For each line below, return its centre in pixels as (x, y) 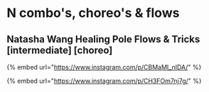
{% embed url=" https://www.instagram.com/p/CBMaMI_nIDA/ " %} (104, 67)
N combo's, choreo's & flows (93, 13)
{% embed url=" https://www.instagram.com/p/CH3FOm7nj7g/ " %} (104, 81)
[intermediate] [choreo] (60, 50)
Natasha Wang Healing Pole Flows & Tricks (103, 39)
